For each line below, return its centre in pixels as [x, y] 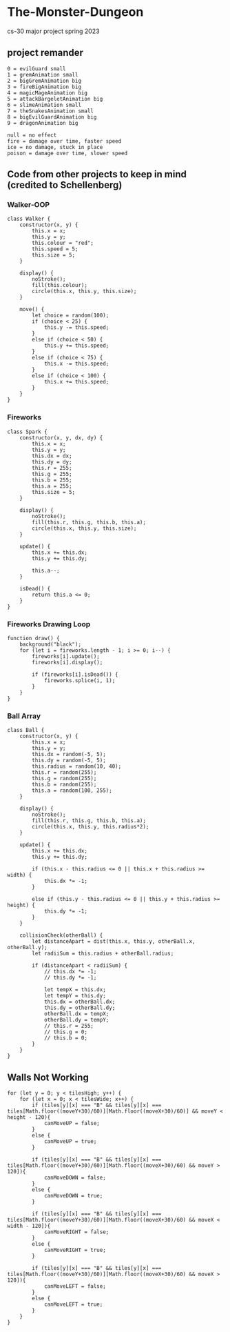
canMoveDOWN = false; [75, 1178]
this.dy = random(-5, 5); [69, 761]
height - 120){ [29, 1117]
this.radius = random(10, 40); [77, 766]
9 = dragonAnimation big [43, 123]
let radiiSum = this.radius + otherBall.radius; [103, 954]
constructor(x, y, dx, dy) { [61, 438]
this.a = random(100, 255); [72, 791]
